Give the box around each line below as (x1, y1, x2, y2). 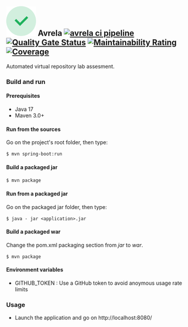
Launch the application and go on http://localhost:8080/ (14, 314, 152, 322)
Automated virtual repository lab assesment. (6, 63, 115, 70)
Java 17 (14, 105, 34, 113)
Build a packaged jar (6, 163, 58, 170)
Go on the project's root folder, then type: (6, 139, 108, 146)
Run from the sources (6, 126, 61, 133)
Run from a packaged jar (6, 190, 68, 197)
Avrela (37, 28, 62, 39)
